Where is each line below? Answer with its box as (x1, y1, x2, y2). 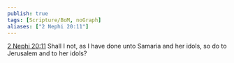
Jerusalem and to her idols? (7, 49, 87, 57)
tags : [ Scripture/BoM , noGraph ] (7, 17, 101, 24)
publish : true (7, 10, 49, 17)
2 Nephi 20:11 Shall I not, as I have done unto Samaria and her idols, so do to (7, 42, 227, 51)
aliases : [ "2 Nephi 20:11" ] (7, 23, 89, 30)
